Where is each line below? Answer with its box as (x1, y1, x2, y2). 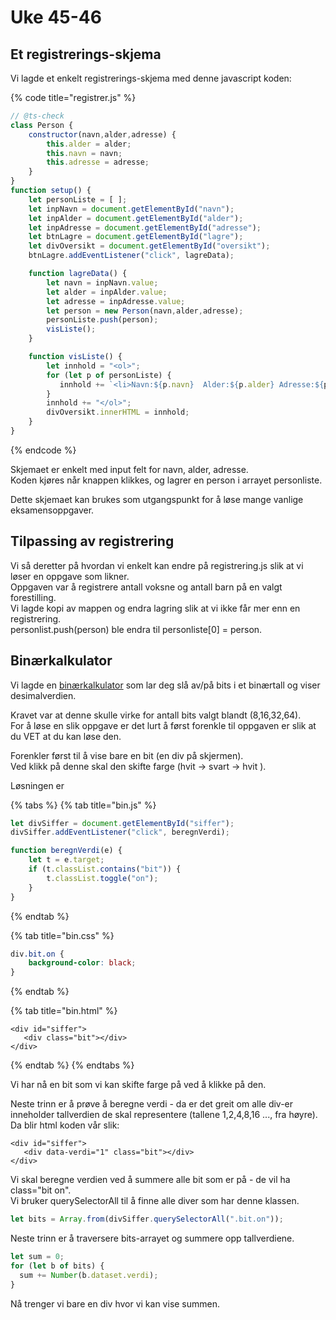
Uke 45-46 (10, 6, 102, 29)
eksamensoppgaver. (10, 504, 95, 516)
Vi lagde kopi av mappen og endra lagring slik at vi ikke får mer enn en (10, 602, 301, 614)
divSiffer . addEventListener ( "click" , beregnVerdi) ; (10, 827, 230, 838)
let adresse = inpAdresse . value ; (46, 296, 186, 306)
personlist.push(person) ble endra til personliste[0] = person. (10, 623, 263, 635)
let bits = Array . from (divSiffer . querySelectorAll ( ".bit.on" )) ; (10, 1214, 284, 1225)
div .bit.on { (10, 949, 65, 959)
